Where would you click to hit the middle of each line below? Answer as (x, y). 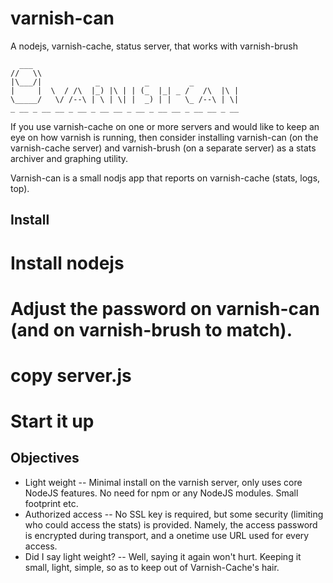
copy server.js (71, 375)
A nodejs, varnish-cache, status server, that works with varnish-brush (154, 46)
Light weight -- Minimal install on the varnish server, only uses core (163, 482)
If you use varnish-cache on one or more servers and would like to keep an (165, 126)
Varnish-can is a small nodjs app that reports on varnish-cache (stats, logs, (165, 178)
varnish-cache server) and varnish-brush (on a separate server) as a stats (163, 148)
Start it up (52, 421)
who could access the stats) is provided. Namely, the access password (171, 524)
